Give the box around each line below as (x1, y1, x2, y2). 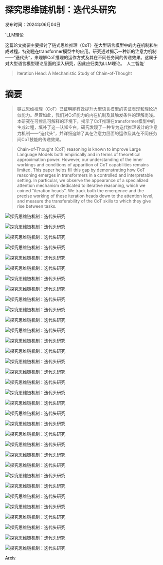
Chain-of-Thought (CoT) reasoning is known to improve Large (17, 146, 141, 152)
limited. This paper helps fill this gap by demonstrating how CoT (17, 167, 145, 173)
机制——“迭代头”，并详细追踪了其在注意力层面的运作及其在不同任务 (21, 130, 158, 136)
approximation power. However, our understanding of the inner (17, 157, 144, 162)
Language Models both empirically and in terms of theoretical (17, 151, 141, 157)
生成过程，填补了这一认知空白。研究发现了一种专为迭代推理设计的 (17, 124, 149, 130)
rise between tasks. (17, 203, 57, 209)
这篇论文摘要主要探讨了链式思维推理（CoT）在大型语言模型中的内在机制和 (5, 42, 154, 48)
